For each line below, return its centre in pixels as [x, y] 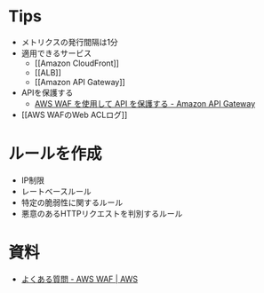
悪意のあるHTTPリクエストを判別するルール [102, 213]
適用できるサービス [56, 53]
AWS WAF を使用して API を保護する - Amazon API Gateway [145, 103]
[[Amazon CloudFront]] [76, 63]
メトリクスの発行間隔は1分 [70, 42]
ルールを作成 [56, 154]
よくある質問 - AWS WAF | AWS [80, 279]
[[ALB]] [48, 72]
